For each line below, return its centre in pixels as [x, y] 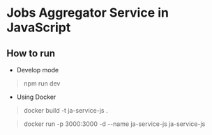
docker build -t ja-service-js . [66, 110]
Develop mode [38, 70]
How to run [31, 53]
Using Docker [36, 97]
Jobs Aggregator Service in [88, 13]
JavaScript [39, 27]
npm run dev [42, 84]
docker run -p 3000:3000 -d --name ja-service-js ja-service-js [114, 124]
